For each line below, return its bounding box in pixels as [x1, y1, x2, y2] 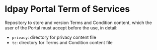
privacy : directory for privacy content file [11, 34, 96, 40]
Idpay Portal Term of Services [4, 3, 130, 15]
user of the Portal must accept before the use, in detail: [4, 25, 118, 30]
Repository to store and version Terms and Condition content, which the [4, 20, 152, 25]
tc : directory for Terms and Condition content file [11, 39, 113, 45]
